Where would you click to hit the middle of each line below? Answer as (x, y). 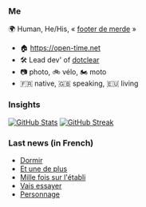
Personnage (40, 194)
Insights (24, 105)
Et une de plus (43, 169)
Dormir (31, 160)
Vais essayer (41, 185)
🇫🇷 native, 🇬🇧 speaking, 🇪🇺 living (79, 84)
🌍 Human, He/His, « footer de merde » (73, 29)
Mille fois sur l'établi (53, 177)
